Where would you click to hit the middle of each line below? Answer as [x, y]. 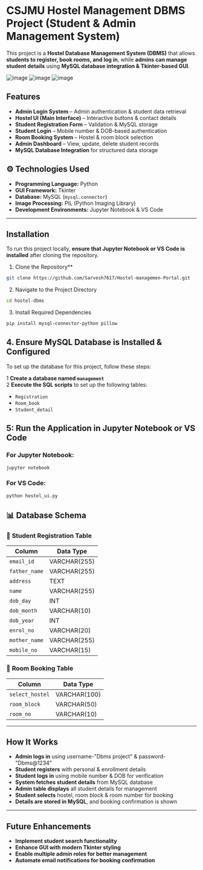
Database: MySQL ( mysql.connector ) [61, 196]
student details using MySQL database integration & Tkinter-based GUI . [98, 66]
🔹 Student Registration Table [49, 535]
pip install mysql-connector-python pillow [62, 324]
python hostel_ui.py [32, 496]
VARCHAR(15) [70, 651]
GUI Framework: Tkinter [45, 190]
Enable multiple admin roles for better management [81, 854]
